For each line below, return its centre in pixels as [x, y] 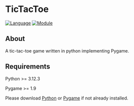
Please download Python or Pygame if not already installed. [67, 98]
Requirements [28, 67]
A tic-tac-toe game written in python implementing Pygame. [67, 50]
